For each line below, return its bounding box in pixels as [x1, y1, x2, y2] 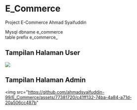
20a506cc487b [5, 100, 37, 106]
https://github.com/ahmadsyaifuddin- [28, 89, 105, 95]
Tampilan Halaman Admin [5, 76, 86, 84]
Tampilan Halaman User [5, 49, 81, 57]
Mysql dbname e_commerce [5, 29, 63, 35]
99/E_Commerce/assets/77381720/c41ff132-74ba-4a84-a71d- [5, 94, 132, 100]
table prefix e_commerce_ [5, 34, 58, 40]
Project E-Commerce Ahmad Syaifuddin [5, 19, 87, 25]
